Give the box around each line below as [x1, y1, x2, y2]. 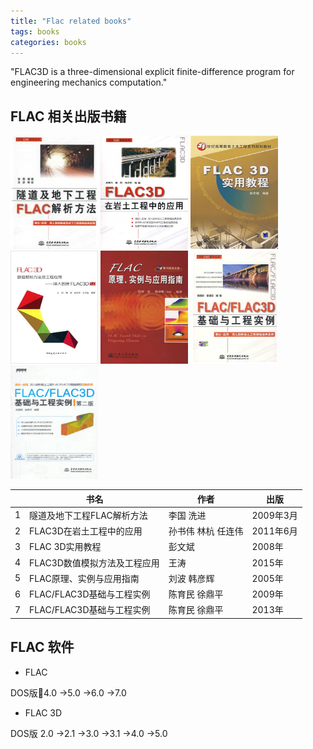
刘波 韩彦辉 [168, 572, 215, 584]
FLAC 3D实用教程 [29, 541, 102, 553]
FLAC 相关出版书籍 [10, 108, 127, 125]
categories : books [10, 37, 87, 47]
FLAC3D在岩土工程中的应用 [29, 525, 143, 537]
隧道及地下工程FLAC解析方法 [29, 509, 148, 521]
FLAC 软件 [10, 639, 75, 656]
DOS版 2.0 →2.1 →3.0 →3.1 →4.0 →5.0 [10, 727, 168, 739]
